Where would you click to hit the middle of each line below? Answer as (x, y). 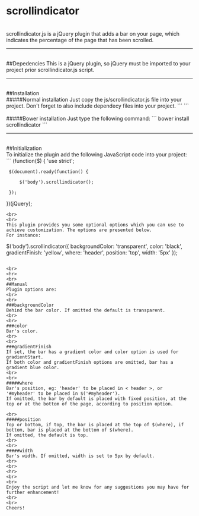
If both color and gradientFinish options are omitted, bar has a (90, 362)
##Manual (17, 284)
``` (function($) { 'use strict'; (40, 161)
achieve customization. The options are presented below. (79, 230)
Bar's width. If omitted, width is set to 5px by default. (81, 456)
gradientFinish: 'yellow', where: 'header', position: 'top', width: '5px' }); (92, 252)
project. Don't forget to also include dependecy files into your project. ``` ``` (98, 106)
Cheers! (16, 508)
